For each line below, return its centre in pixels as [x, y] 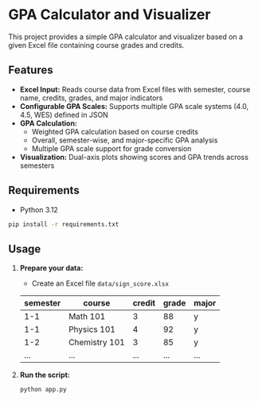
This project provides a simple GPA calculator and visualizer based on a [126, 37]
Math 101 [87, 317]
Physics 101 [92, 329]
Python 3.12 [39, 209]
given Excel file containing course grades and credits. [96, 45]
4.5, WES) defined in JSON [64, 115]
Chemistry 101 [97, 342]
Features [31, 70]
